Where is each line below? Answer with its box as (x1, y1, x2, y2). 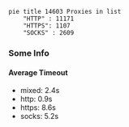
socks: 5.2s (19, 112, 59, 121)
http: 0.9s (19, 94, 53, 104)
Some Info (8, 47, 50, 58)
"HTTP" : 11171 (23, 15, 75, 23)
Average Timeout (8, 67, 68, 77)
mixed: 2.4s (19, 86, 60, 95)
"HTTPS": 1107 (23, 22, 71, 30)
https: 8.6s (19, 103, 57, 112)
